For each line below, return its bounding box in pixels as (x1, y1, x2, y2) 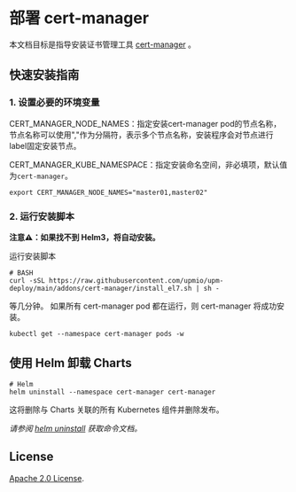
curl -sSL (9, 276, 46, 285)
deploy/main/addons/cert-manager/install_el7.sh (9, 284, 192, 293)
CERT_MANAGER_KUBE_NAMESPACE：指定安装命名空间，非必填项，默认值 (9, 159, 288, 169)
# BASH (9, 268, 34, 277)
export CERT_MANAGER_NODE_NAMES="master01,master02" (9, 188, 208, 197)
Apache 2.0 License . (9, 472, 84, 483)
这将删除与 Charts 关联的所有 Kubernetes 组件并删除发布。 (9, 404, 224, 415)
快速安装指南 (9, 67, 80, 82)
